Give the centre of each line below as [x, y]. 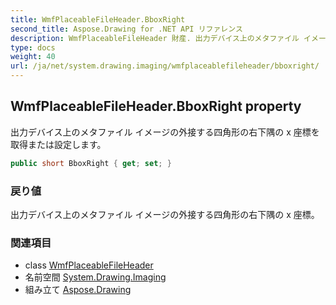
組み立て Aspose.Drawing [78, 290]
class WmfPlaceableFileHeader [89, 265]
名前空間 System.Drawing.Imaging [95, 277]
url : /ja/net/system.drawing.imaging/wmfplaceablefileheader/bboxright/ [165, 66]
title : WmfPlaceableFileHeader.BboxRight [98, 19]
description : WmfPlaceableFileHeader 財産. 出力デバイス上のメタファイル [155, 38]
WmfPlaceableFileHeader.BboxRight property [156, 106]
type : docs [33, 47]
